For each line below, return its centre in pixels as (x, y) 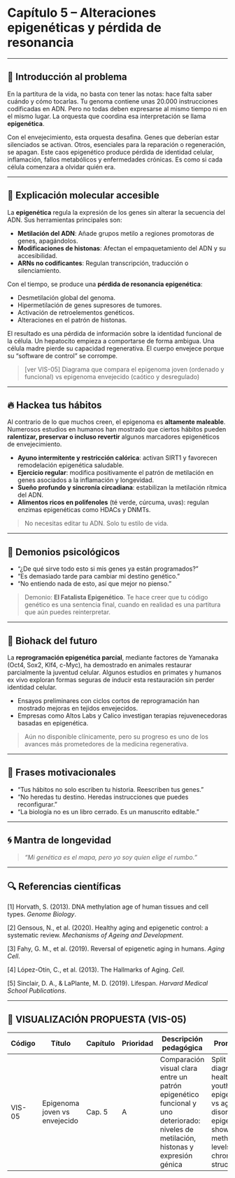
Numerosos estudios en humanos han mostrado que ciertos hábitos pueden (117, 430)
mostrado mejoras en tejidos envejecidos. (78, 708)
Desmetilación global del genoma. (66, 297)
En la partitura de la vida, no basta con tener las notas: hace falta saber (110, 94)
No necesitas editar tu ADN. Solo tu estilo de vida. (97, 523)
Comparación (182, 1060)
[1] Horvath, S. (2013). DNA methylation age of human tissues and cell (108, 907)
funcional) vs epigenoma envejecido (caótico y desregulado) (112, 376)
